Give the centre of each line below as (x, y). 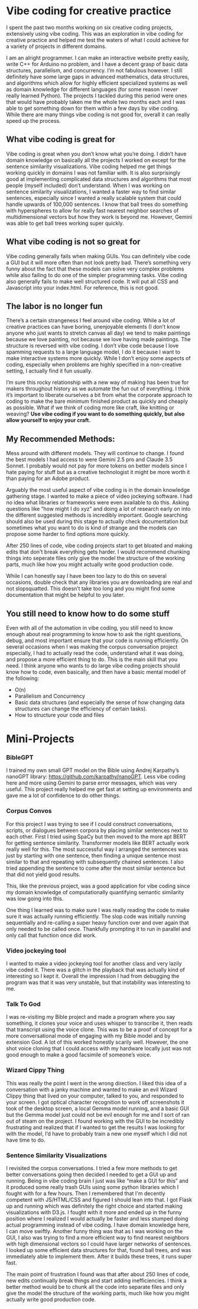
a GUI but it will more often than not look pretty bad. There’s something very (98, 262)
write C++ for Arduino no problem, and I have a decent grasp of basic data (97, 64)
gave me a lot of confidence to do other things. (64, 796)
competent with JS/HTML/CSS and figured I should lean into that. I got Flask (99, 1199)
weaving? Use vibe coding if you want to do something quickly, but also (95, 414)
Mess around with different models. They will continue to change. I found (95, 453)
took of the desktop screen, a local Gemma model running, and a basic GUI (98, 1108)
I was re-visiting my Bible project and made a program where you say (91, 1017)
